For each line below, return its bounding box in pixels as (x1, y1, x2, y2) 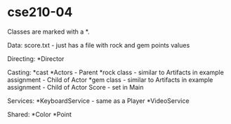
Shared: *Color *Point (7, 110, 72, 118)
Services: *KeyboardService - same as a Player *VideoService (7, 96, 190, 105)
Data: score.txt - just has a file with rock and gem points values (7, 41, 190, 49)
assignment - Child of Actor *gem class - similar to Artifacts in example (7, 75, 213, 84)
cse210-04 (7, 4, 73, 20)
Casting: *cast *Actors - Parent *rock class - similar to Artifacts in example (7, 68, 225, 76)
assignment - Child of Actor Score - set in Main (7, 83, 144, 91)
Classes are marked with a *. (7, 27, 90, 36)
